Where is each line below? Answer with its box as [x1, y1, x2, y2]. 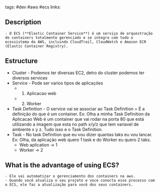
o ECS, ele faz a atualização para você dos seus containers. [5, 182, 133, 187]
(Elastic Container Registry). [5, 44, 68, 48]
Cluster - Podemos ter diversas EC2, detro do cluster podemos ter [12, 70, 144, 76]
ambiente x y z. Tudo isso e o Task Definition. [12, 126, 103, 132]
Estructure [5, 57, 38, 65]
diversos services [12, 75, 48, 80]
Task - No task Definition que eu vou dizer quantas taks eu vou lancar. [12, 131, 153, 137]
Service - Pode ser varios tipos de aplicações [12, 80, 103, 86]
